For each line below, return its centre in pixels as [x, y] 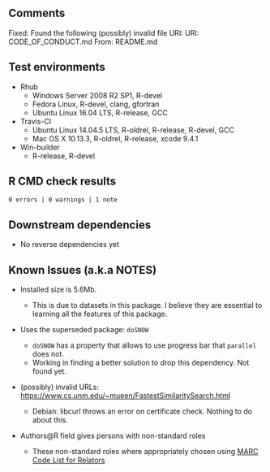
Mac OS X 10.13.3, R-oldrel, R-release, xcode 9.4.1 [115, 138]
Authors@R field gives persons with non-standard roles [113, 436]
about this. [50, 420]
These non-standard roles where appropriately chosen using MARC [145, 452]
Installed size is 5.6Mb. [58, 290]
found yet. [49, 371]
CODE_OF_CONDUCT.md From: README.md [83, 41]
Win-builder [40, 147]
